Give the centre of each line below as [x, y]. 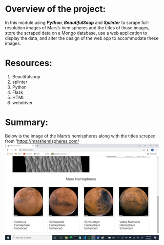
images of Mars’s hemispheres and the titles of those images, [88, 27]
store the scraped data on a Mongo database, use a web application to [76, 33]
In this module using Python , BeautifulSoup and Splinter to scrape [73, 22]
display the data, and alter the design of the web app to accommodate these [82, 38]
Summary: [27, 122]
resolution [15, 27]
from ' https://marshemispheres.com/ [42, 141]
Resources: [29, 63]
